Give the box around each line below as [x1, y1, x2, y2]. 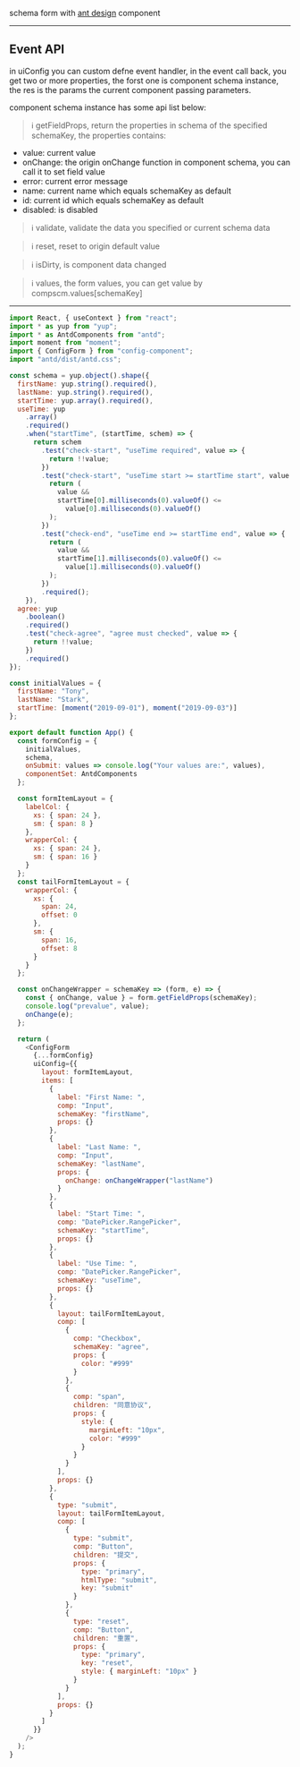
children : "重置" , [72, 1634, 139, 1643]
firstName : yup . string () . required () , [17, 380, 158, 388]
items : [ [41, 1076, 74, 1086]
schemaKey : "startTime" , [56, 1225, 150, 1234]
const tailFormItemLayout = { [17, 877, 129, 886]
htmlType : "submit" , [80, 1575, 158, 1584]
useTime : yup [17, 405, 66, 414]
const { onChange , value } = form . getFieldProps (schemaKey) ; [25, 994, 257, 1003]
